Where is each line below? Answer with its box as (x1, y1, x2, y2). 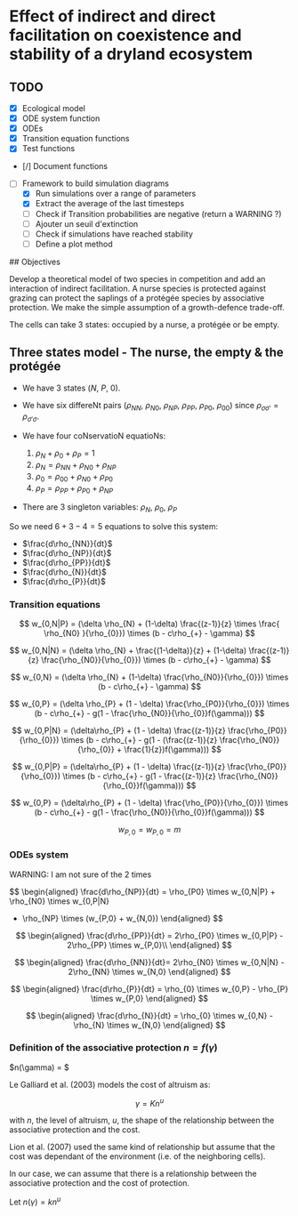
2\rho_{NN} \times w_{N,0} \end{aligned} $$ (68, 966, 231, 977)
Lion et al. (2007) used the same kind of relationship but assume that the (9, 1141, 276, 1153)
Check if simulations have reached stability (35, 229, 194, 239)
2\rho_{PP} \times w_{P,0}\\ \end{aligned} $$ (66, 939, 233, 950)
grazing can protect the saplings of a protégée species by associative (9, 292, 265, 303)
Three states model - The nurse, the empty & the (9, 345, 285, 360)
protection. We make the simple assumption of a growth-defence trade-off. (9, 302, 285, 312)
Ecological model (21, 103, 86, 113)
